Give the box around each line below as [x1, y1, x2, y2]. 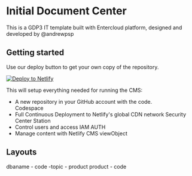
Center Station [14, 117, 51, 124]
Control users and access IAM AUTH [14, 123, 106, 131]
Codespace [14, 104, 44, 112]
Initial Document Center [6, 4, 127, 18]
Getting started [6, 48, 65, 58]
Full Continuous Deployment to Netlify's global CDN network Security [14, 110, 187, 118]
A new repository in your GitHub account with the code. [14, 98, 153, 105]
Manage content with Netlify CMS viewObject [14, 129, 127, 137]
